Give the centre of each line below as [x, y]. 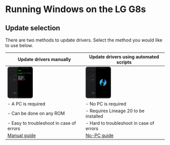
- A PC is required [26, 104]
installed [95, 116]
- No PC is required [106, 104]
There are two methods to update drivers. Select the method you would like [84, 40]
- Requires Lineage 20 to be [115, 111]
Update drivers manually [44, 59]
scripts [124, 62]
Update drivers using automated [124, 57]
